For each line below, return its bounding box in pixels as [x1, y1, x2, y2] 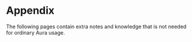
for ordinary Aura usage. [6, 29, 66, 36]
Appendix [6, 4, 54, 17]
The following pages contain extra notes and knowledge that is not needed [6, 23, 187, 30]
